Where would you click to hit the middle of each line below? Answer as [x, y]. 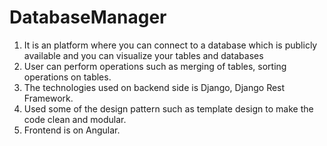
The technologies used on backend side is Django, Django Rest [154, 87]
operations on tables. [67, 77]
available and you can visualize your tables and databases [143, 55]
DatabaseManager [88, 17]
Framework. [48, 98]
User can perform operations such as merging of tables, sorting [155, 66]
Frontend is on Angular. [72, 130]
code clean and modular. [75, 119]
